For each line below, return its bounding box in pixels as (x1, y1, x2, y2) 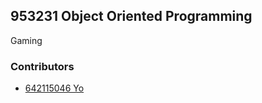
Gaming (10, 34, 43, 46)
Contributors (10, 59, 75, 73)
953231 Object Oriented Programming (10, 8, 253, 25)
